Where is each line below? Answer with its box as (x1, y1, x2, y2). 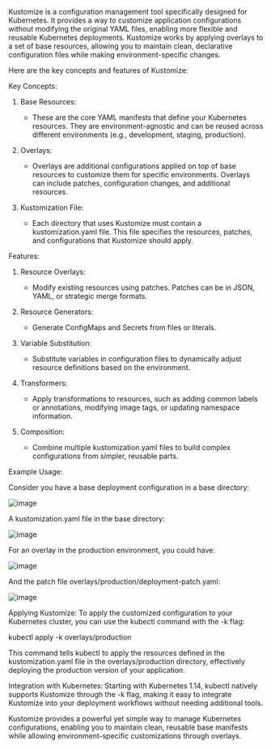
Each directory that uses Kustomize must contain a (32, 219, 202, 228)
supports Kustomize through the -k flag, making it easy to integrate (8, 690, 232, 699)
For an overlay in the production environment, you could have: (8, 546, 216, 555)
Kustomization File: (19, 202, 84, 212)
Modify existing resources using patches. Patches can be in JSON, (32, 283, 255, 292)
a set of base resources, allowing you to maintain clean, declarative (8, 41, 233, 51)
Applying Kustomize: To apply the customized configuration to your (8, 608, 233, 618)
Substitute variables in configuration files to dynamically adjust (32, 354, 242, 364)
